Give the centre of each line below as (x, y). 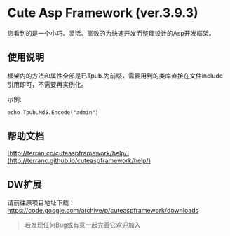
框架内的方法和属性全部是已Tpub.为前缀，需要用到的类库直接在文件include (115, 76)
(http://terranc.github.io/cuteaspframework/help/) (79, 161)
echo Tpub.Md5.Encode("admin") (53, 112)
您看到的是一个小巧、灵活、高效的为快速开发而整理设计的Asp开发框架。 (111, 33)
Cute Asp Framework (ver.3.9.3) (103, 13)
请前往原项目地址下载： (41, 203)
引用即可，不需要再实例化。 (47, 84)
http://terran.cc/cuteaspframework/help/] (69, 153)
